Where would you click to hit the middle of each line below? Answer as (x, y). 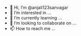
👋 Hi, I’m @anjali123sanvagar (39, 8)
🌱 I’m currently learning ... (36, 18)
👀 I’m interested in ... (30, 13)
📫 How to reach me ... (32, 28)
